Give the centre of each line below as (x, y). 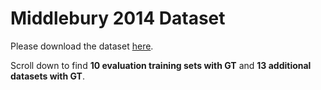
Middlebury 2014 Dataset (118, 18)
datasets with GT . (47, 76)
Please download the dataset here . (82, 46)
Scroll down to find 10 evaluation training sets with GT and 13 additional (161, 65)
